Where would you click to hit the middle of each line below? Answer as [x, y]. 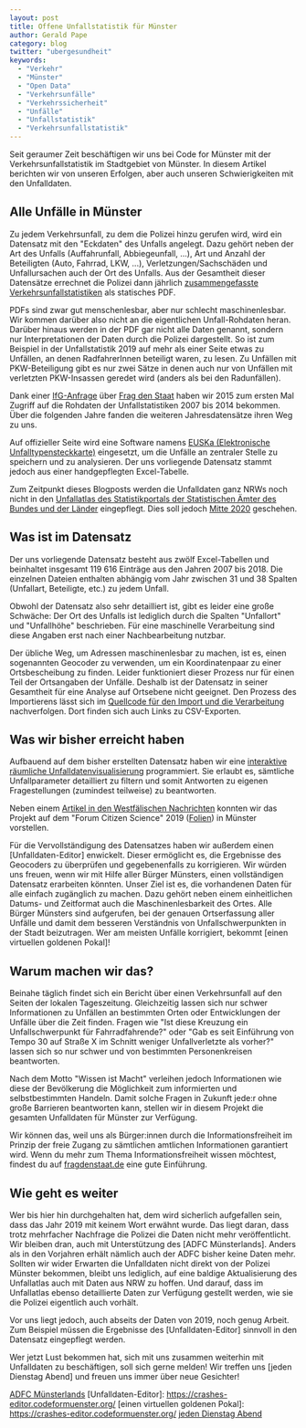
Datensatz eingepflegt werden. [68, 1339]
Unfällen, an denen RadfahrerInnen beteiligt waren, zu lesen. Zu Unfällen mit [153, 358]
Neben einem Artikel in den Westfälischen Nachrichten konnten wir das [143, 808]
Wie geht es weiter [64, 1193]
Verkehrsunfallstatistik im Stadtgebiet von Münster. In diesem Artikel [138, 164]
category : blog [38, 43]
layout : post [34, 18]
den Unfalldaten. [41, 183]
